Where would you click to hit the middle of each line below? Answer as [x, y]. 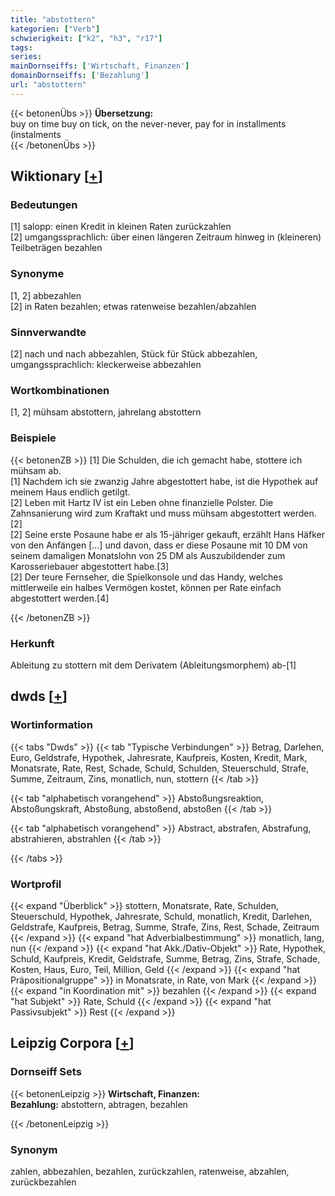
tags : [21, 47]
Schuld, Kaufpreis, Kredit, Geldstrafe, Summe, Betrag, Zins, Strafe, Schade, [165, 958]
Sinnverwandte [48, 332]
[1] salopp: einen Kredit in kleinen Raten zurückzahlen [121, 227]
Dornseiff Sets [46, 1072]
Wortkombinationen [60, 390]
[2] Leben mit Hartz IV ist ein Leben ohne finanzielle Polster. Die [142, 502]
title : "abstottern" [53, 19]
